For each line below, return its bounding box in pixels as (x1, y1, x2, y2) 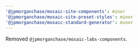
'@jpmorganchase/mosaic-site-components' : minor (5, 8, 126, 15)
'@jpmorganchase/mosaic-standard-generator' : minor (5, 19, 133, 25)
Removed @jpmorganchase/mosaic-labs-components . (5, 36, 127, 43)
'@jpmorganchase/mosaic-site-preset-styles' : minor (5, 14, 133, 20)
